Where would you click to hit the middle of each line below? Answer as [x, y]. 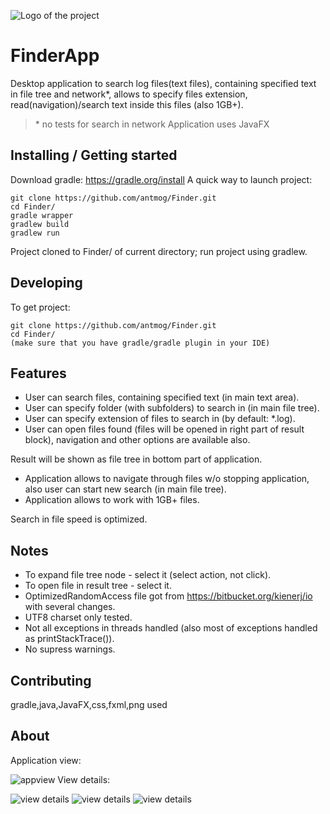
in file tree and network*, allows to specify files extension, [129, 94]
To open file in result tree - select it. [98, 586]
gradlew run [35, 233]
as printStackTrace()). [69, 639]
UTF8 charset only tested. [78, 617]
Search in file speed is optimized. [79, 519]
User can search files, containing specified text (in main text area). [162, 397]
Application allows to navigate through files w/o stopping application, [167, 479]
